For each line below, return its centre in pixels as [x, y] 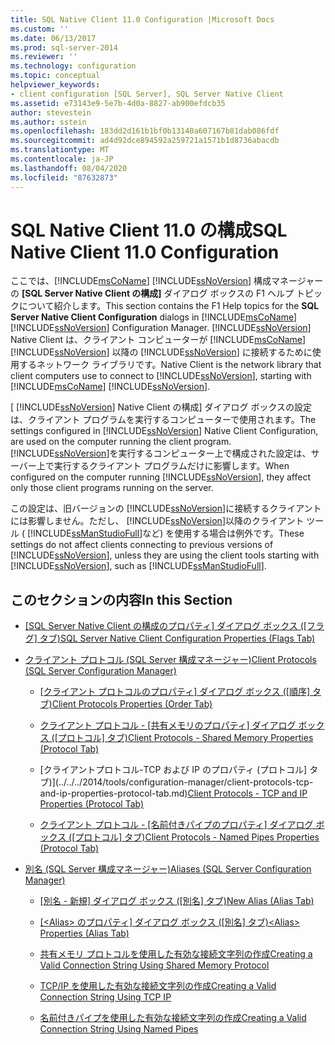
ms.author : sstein [48, 122]
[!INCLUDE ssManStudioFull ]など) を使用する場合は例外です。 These [165, 533]
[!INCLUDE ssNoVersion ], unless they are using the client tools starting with [165, 555]
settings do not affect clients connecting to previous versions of [142, 545]
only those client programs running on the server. [112, 488]
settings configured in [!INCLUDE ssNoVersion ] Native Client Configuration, [164, 431]
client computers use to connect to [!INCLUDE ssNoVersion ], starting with [161, 376]
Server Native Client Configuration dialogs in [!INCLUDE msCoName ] [154, 317]
